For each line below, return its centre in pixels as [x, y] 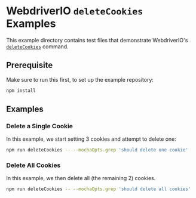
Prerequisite [30, 65]
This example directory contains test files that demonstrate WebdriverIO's [97, 40]
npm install [21, 91]
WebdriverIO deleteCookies [75, 11]
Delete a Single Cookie [40, 126]
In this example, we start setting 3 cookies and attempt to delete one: [91, 139]
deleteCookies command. [37, 47]
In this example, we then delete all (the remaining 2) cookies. [81, 178]
